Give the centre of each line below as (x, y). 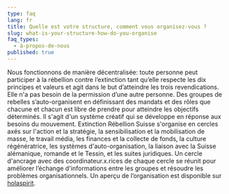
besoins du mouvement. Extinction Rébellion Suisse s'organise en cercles (113, 124)
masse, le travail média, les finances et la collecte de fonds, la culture (107, 138)
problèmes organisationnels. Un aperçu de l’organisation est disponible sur (114, 175)
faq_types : (23, 40)
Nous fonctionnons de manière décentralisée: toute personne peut (103, 72)
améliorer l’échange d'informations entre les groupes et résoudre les (105, 168)
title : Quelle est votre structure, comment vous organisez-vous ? (107, 26)
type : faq (22, 14)
